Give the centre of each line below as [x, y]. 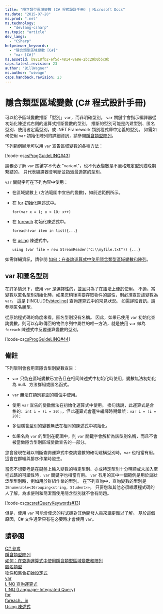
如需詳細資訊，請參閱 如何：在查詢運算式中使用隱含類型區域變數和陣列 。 [78, 259]
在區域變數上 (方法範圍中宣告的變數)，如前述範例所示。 [67, 192]
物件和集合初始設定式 [26, 573]
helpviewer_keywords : [27, 46]
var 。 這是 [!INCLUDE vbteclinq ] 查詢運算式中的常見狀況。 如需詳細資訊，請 [80, 301]
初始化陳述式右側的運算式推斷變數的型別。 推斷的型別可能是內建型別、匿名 [80, 123]
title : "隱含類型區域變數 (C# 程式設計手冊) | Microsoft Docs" [65, 9]
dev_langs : [16, 37]
